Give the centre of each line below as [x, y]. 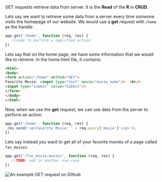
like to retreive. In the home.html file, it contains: [53, 59]
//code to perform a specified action [51, 40]
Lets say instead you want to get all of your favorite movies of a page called [81, 142]
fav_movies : [17, 147]
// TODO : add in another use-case [45, 161]
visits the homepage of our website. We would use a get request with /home [81, 22]
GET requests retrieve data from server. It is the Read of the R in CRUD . [77, 7]
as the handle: [19, 27]
